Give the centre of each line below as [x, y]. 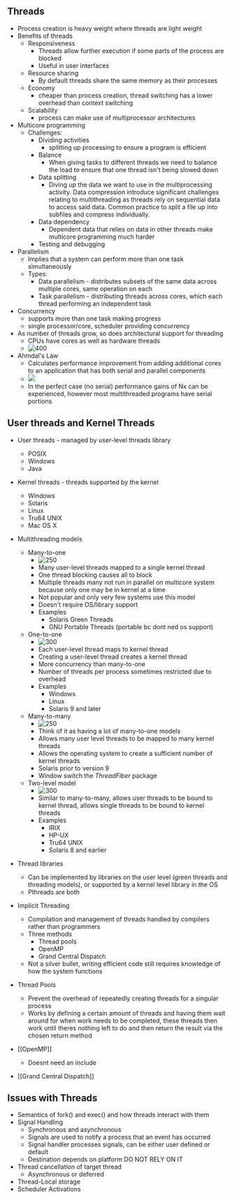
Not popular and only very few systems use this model [117, 597]
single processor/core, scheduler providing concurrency [109, 325]
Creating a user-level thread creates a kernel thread [112, 657]
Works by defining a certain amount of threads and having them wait [126, 1013]
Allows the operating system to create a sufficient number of [125, 753]
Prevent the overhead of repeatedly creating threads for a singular [123, 998]
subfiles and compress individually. [99, 214]
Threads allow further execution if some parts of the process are [131, 50]
